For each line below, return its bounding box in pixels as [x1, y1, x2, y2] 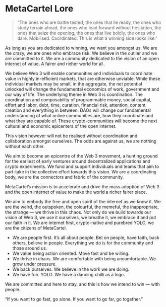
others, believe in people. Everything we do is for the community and [12, 239, 154, 246]
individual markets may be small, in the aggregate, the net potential [5, 80, 142, 87]
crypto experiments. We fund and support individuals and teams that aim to [5, 163, 160, 169]
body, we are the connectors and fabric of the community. [5, 174, 124, 180]
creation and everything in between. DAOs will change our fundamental [5, 107, 151, 113]
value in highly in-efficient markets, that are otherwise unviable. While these [5, 76, 161, 81]
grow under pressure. [12, 261, 57, 267]
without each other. [5, 143, 45, 149]
